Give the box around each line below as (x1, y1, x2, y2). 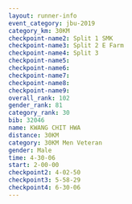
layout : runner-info (8, 11, 78, 20)
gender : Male (8, 146, 52, 154)
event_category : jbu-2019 (8, 19, 95, 27)
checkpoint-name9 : (8, 86, 70, 95)
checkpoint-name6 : (8, 64, 70, 72)
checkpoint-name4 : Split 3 (8, 49, 99, 57)
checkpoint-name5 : (8, 57, 70, 65)
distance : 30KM (8, 131, 60, 139)
